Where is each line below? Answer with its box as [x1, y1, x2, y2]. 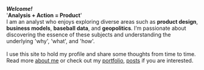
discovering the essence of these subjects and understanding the [6, 31, 171, 38]
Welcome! [6, 5, 33, 12]
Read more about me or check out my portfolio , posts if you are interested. [6, 57, 194, 64]
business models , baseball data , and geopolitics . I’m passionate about [6, 24, 187, 32]
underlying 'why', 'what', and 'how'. [6, 38, 96, 44]
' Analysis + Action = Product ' [6, 12, 82, 19]
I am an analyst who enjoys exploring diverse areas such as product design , [6, 18, 199, 25]
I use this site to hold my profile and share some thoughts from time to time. [6, 51, 196, 57]
